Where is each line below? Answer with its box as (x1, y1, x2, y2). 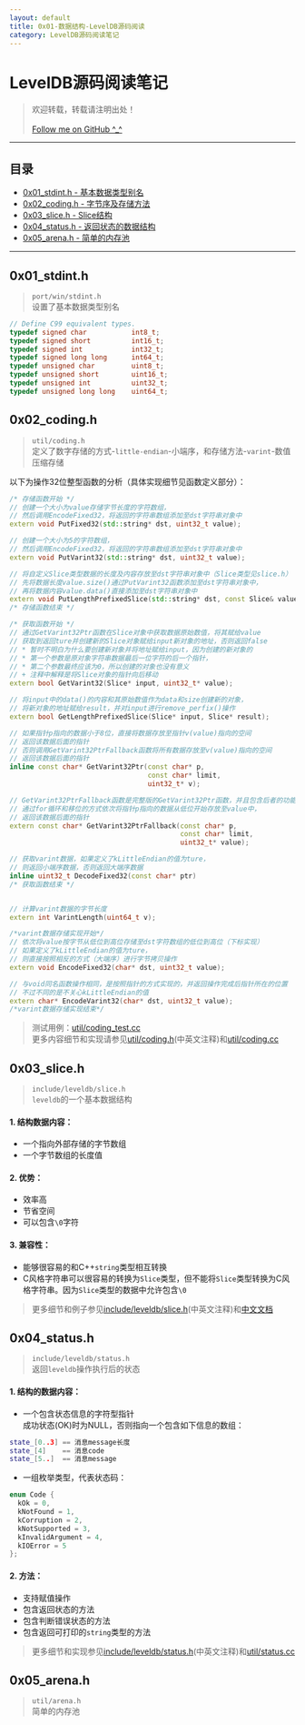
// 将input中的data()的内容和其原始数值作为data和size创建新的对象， (9, 695, 248, 705)
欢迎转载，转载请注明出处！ (31, 104, 136, 115)
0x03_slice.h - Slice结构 (22, 210, 113, 221)
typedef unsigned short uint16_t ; (9, 370, 169, 379)
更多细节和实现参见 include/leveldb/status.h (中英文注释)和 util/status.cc (31, 1646, 296, 1657)
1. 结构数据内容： (9, 1116, 74, 1127)
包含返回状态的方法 (22, 1603, 95, 1615)
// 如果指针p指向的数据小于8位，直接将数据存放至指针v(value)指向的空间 (9, 729, 252, 738)
